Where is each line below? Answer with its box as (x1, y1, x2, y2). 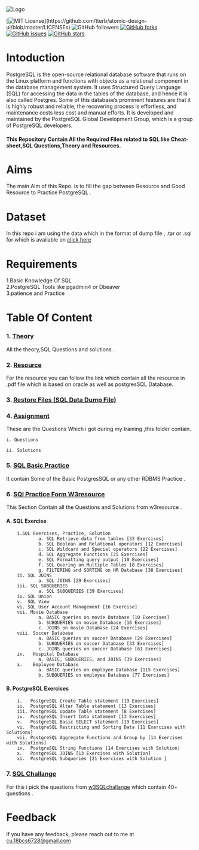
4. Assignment (6, 411, 50, 420)
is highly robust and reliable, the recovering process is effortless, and (6, 103, 177, 110)
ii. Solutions (6, 447, 42, 454)
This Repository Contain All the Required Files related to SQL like (6, 135, 170, 143)
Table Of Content (6, 311, 93, 324)
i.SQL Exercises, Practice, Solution (17, 531, 111, 536)
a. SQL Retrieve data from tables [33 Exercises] (38, 536, 164, 542)
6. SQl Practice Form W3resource (6, 490, 105, 498)
